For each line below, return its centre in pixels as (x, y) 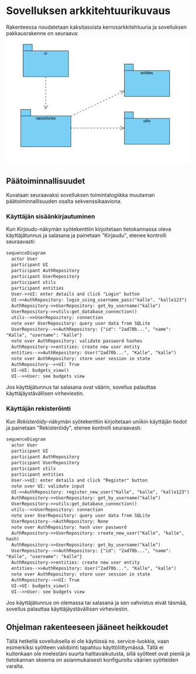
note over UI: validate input (48, 486)
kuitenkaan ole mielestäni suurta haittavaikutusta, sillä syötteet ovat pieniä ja (98, 654)
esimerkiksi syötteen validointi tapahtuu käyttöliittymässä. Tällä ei (85, 648)
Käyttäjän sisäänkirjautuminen (51, 216)
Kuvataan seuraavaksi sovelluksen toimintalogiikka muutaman (80, 195)
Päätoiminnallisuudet (46, 181)
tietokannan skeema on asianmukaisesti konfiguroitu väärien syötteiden (92, 660)
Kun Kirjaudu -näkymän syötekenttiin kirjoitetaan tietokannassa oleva (89, 229)
